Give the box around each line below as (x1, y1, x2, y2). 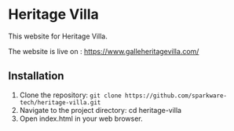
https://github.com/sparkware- (124, 92, 228, 100)
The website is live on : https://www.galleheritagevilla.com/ (8, 46, 199, 56)
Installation (8, 69, 64, 83)
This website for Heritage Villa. (8, 31, 108, 41)
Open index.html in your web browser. (19, 114, 143, 123)
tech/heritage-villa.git (19, 98, 101, 107)
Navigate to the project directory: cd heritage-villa (19, 105, 182, 115)
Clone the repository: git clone (19, 90, 122, 100)
